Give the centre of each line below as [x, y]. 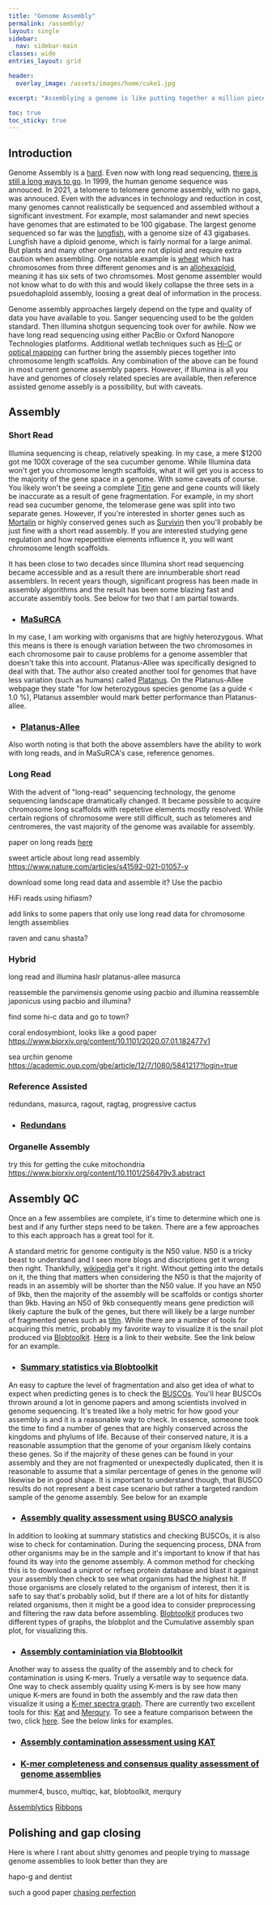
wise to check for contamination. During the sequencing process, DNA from [135, 1544]
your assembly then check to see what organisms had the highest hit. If [127, 1579]
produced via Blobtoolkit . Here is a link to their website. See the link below [132, 1338]
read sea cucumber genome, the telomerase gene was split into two [122, 505]
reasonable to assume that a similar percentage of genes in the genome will [135, 1471]
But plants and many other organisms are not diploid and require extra [125, 250]
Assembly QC [44, 1198]
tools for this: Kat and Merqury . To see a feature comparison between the [131, 1713]
